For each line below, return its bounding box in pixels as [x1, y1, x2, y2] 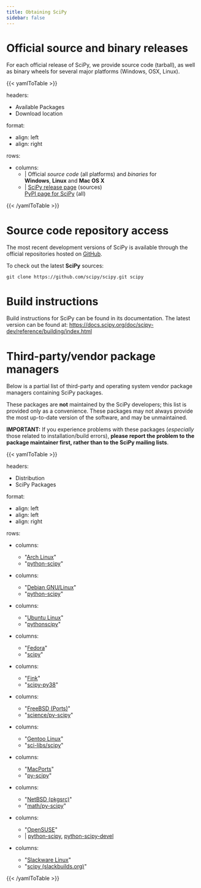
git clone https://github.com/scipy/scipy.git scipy [6, 274, 144, 280]
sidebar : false [6, 15, 45, 21]
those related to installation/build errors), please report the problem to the [6, 432, 195, 440]
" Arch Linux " [24, 553, 56, 561]
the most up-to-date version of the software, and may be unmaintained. [6, 414, 188, 421]
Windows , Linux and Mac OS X [24, 177, 105, 185]
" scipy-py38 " [24, 681, 58, 689]
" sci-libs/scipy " [24, 741, 64, 749]
